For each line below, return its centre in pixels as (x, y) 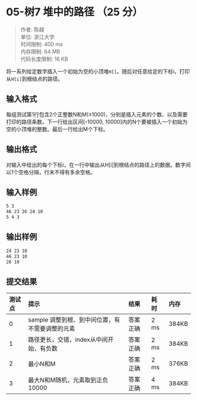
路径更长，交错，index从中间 (68, 340)
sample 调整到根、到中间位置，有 (74, 320)
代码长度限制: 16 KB (44, 59)
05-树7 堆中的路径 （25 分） (74, 12)
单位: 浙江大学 (37, 36)
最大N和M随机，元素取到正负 (68, 380)
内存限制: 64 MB (40, 51)
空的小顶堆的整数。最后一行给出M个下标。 (57, 129)
